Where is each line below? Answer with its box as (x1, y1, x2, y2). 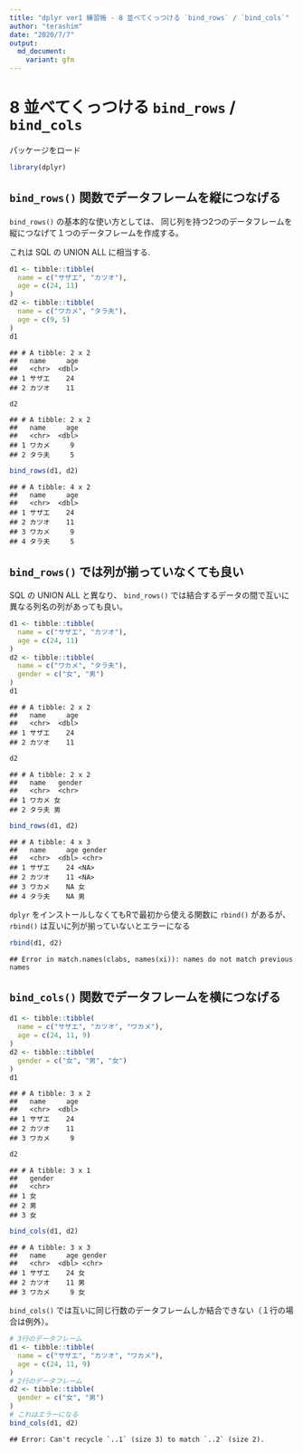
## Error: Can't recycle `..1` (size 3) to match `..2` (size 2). (9, 1435, 265, 1444)
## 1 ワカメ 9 (9, 441, 75, 450)
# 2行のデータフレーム (9, 1376, 83, 1386)
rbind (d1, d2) (9, 938, 63, 948)
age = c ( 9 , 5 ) (17, 314, 71, 324)
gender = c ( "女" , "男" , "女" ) (17, 1056, 128, 1065)
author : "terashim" (9, 22, 83, 31)
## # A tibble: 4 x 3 (9, 837, 91, 847)
